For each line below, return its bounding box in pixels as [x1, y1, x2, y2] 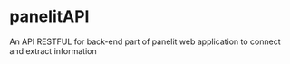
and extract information [9, 45, 97, 56]
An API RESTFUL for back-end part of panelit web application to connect [9, 36, 281, 47]
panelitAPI [9, 6, 90, 27]
